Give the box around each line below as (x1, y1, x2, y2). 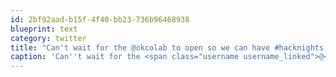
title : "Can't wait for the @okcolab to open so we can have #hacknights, (10, 42, 329, 53)
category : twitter (10, 33, 87, 43)
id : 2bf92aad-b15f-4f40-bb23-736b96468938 (10, 14, 190, 25)
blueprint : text (10, 24, 78, 34)
